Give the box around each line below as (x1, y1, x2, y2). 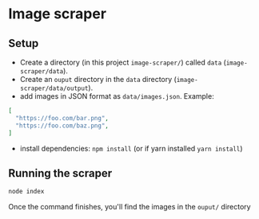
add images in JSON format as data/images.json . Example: (19, 92, 214, 100)
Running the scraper (8, 166, 113, 180)
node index (8, 188, 45, 196)
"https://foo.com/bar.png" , (15, 114, 110, 122)
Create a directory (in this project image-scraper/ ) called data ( (19, 57, 226, 67)
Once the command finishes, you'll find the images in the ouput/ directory (8, 202, 251, 212)
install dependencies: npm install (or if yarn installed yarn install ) (19, 143, 243, 153)
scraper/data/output (19, 84, 89, 92)
